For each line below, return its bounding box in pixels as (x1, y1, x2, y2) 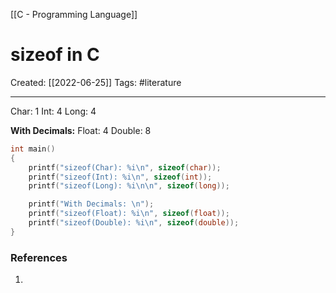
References (10, 250, 68, 264)
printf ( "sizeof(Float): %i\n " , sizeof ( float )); (28, 209, 230, 219)
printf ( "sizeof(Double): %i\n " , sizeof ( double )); (28, 218, 240, 228)
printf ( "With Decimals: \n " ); (28, 199, 155, 209)
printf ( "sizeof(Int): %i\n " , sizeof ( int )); (28, 172, 213, 182)
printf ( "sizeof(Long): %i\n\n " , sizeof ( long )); (28, 181, 230, 191)
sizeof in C (10, 44, 100, 66)
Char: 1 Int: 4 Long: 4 (10, 105, 97, 117)
